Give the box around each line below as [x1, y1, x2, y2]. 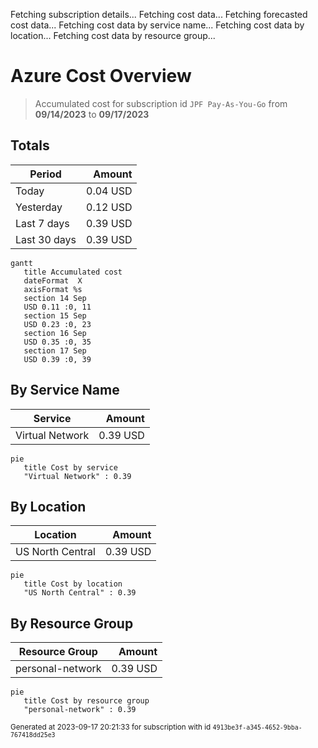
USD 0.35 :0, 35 [23, 337, 92, 347]
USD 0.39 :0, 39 [23, 354, 92, 364]
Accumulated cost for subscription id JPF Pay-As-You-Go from [34, 97, 288, 109]
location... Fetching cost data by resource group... [10, 30, 216, 41]
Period [29, 167, 62, 181]
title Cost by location [23, 579, 123, 589]
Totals [10, 137, 50, 154]
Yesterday [15, 200, 63, 214]
